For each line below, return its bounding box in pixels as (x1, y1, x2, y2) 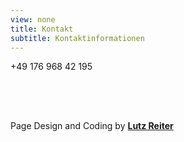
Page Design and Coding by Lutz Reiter (10, 120, 174, 132)
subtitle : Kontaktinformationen (10, 33, 145, 43)
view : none (10, 14, 56, 25)
